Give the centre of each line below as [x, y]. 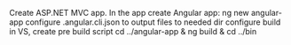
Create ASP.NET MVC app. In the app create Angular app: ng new [130, 13]
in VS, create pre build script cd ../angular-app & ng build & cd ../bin [133, 31]
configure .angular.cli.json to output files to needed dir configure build [153, 22]
